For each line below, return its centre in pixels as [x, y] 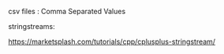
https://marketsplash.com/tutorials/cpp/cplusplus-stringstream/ [112, 41]
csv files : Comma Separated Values [67, 11]
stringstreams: [32, 26]
